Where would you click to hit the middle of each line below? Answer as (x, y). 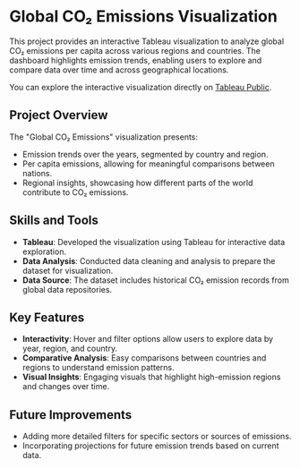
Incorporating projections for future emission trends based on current (150, 446)
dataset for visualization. (68, 270)
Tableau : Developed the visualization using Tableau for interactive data (154, 242)
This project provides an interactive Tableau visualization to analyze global (147, 41)
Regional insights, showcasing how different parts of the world (137, 183)
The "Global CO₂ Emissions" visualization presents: (104, 137)
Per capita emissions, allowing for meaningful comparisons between (148, 164)
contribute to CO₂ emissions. (75, 192)
